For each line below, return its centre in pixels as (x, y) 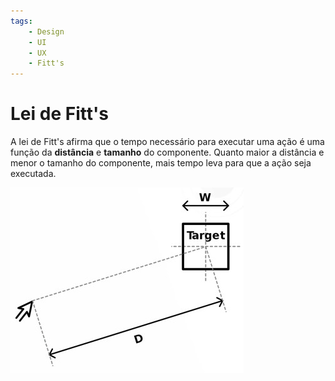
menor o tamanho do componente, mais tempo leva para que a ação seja (161, 163)
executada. (33, 174)
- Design (46, 31)
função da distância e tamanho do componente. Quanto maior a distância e (167, 152)
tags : (21, 21)
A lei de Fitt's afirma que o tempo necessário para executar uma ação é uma (167, 142)
